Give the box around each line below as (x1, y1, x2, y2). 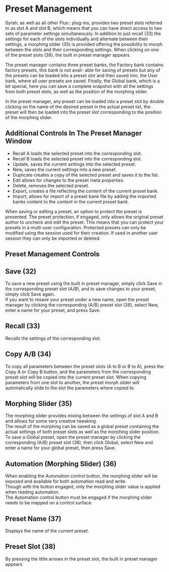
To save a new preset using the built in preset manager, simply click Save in (5, 280, 162, 286)
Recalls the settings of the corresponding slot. (5, 335, 101, 341)
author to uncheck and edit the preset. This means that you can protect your (5, 219, 164, 225)
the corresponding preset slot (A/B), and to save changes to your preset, (5, 286, 156, 292)
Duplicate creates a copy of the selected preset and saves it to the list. (12, 172, 159, 178)
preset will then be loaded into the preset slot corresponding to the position (5, 109, 162, 115)
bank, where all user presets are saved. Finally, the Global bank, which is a (5, 78, 160, 84)
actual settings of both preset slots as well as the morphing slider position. (5, 429, 160, 435)
